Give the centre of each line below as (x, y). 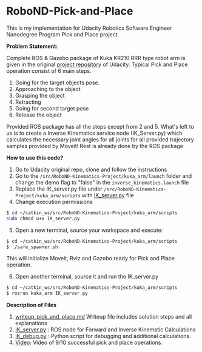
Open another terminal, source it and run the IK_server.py (87, 277)
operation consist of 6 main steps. (49, 70)
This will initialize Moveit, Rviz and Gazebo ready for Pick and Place (90, 259)
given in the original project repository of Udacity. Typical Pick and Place (97, 64)
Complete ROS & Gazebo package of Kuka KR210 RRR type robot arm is (96, 58)
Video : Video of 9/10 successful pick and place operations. (89, 343)
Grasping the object (40, 95)
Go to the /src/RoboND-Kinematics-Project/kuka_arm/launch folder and (103, 176)
